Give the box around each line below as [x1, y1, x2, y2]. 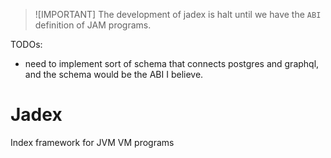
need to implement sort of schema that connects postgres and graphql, [24, 58, 320, 69]
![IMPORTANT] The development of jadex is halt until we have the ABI [34, 9, 322, 20]
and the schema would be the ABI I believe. [24, 69, 204, 80]
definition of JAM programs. [34, 19, 152, 31]
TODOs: [10, 39, 43, 50]
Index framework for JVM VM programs [10, 136, 175, 148]
